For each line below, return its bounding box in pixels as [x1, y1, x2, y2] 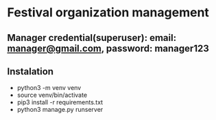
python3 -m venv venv [16, 84, 82, 92]
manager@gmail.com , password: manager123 [7, 42, 209, 54]
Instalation [7, 65, 53, 77]
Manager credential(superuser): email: [7, 32, 177, 44]
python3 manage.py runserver [16, 106, 104, 114]
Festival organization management [7, 5, 209, 20]
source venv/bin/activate [16, 91, 88, 100]
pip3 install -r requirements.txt [16, 98, 104, 106]
